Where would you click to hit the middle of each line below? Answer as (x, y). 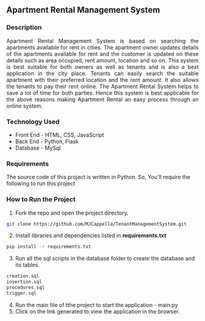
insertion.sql (24, 282)
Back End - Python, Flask (47, 141)
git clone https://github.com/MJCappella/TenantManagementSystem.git (97, 224)
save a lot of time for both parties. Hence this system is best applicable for (103, 93)
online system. (25, 106)
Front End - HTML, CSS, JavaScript (59, 135)
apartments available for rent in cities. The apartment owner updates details (103, 47)
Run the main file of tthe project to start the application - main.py (96, 304)
